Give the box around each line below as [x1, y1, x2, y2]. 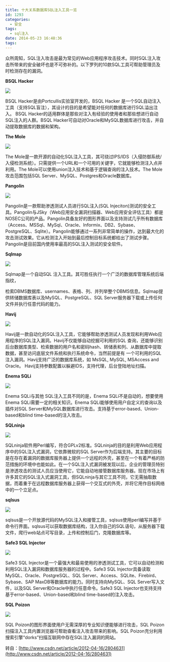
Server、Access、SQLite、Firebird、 [82, 572, 159, 578]
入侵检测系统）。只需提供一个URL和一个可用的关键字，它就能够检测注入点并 [5, 160, 163, 166]
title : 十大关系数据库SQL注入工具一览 [5, 7, 77, 13]
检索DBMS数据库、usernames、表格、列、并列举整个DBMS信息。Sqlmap [5, 288, 159, 294]
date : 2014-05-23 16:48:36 [5, 36, 62, 41]
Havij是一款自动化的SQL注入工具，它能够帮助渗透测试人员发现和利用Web [5, 331, 158, 337]
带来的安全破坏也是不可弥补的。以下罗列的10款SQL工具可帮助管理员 [14, 61, 156, 68]
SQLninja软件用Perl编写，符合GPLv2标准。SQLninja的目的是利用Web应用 [5, 442, 158, 448]
